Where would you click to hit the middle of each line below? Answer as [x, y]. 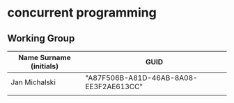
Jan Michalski [33, 82]
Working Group [41, 38]
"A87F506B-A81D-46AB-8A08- [141, 78]
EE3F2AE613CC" [114, 86]
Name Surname [45, 58]
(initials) [45, 66]
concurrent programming [82, 13]
